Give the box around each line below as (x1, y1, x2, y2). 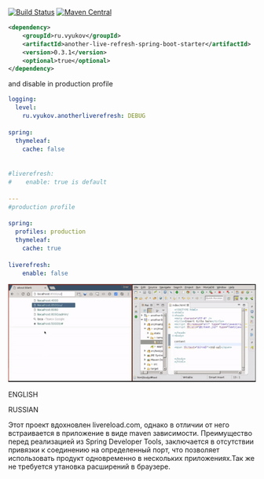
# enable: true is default (8, 178, 108, 186)
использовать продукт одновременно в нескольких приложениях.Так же (8, 454, 255, 463)
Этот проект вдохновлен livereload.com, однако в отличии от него (8, 420, 230, 430)
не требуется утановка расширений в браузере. (8, 462, 171, 471)
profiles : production (15, 228, 86, 236)
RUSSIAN (8, 405, 39, 415)
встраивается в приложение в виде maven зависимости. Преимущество (8, 429, 253, 438)
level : (15, 104, 37, 112)
